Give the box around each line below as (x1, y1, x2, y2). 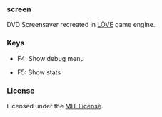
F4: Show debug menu (16, 54, 84, 62)
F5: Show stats (16, 68, 61, 77)
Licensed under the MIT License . (6, 101, 103, 110)
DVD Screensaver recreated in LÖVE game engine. (6, 21, 156, 29)
